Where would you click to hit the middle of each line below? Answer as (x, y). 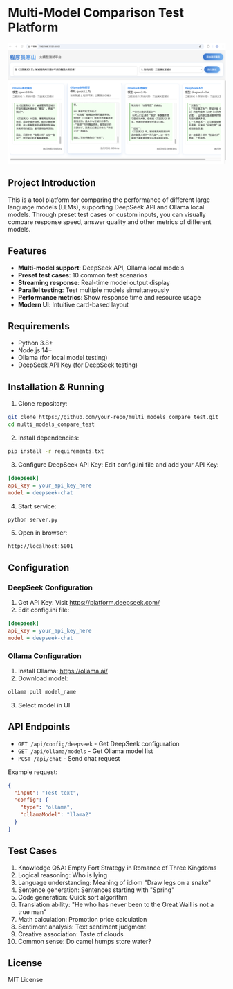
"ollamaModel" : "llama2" (56, 815)
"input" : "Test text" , (47, 793)
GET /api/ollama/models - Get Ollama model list (85, 751)
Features (27, 251)
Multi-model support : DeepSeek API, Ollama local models (101, 268)
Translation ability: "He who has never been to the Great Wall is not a (116, 904)
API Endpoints (39, 727)
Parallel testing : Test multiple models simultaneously (93, 290)
